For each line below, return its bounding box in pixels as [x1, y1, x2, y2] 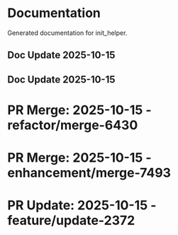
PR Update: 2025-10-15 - [7, 197, 157, 214]
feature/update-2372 [7, 212, 135, 229]
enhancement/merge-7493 [7, 165, 172, 181]
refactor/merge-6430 [7, 117, 138, 133]
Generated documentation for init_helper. [7, 28, 128, 37]
